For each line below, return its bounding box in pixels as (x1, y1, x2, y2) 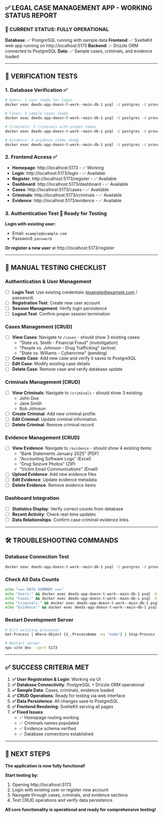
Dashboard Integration (5, 495, 60, 502)
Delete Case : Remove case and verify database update (12, 366, 123, 372)
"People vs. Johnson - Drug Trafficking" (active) (19, 345, 116, 351)
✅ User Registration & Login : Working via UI (12, 676, 101, 682)
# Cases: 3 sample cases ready (5, 111, 68, 116)
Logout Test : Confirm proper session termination (12, 311, 111, 316)
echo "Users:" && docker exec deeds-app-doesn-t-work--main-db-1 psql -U (5, 591, 158, 596)
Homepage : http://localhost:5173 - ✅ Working (12, 165, 104, 171)
